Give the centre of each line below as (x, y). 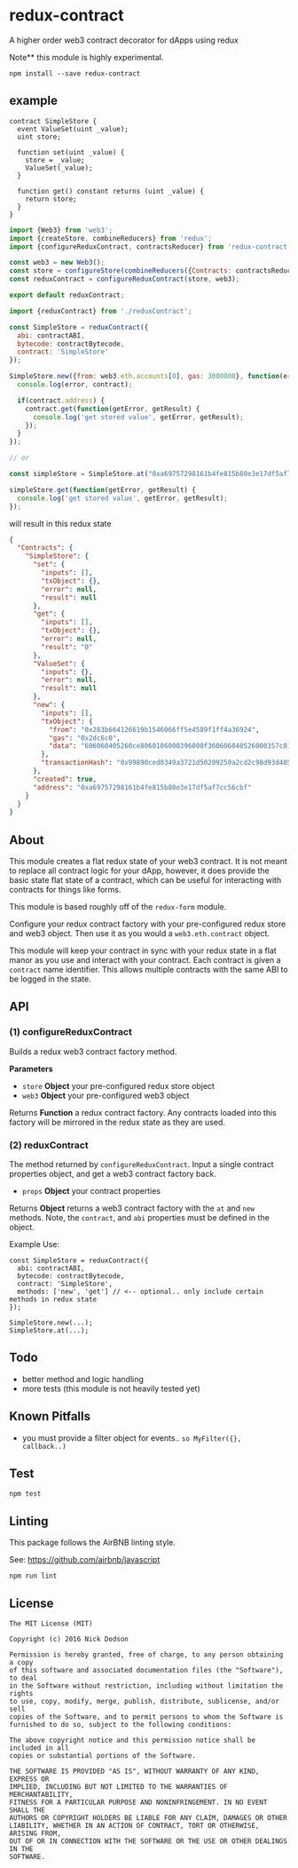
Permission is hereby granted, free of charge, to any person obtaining (146, 1655)
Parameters (31, 1069)
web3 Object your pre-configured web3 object (106, 1095)
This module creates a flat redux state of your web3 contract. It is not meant (149, 862)
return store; (51, 199)
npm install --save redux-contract (75, 73)
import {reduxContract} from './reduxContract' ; (101, 311)
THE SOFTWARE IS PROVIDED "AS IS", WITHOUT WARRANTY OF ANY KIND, (134, 1772)
